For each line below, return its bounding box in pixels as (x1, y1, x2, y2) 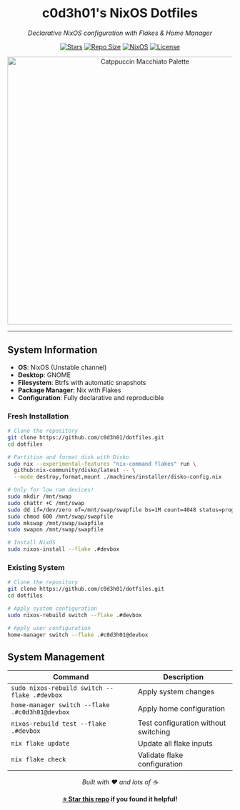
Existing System (7, 562, 66, 572)
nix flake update (11, 739, 70, 748)
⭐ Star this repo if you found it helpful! (62, 795, 178, 804)
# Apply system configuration (7, 605, 98, 612)
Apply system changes (138, 687, 215, 697)
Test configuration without (138, 718, 226, 728)
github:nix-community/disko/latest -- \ (14, 466, 136, 474)
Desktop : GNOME (17, 370, 71, 379)
